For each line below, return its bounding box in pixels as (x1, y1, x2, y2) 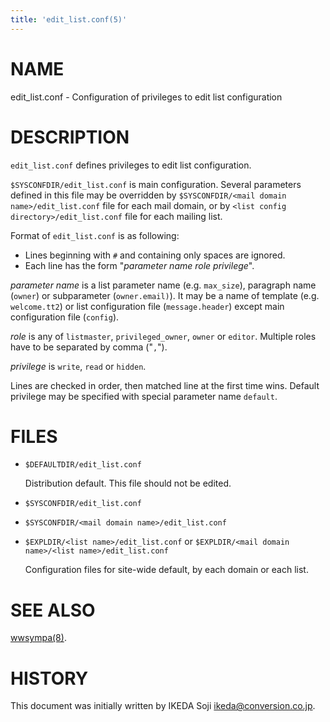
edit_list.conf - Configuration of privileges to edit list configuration (10, 91, 283, 103)
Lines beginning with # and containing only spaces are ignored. (24, 249, 286, 261)
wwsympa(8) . (10, 632, 67, 644)
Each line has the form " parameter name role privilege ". (24, 259, 255, 271)
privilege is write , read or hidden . (10, 360, 147, 372)
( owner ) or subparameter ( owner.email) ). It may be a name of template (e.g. (10, 289, 320, 301)
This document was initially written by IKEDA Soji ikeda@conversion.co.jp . (10, 700, 316, 712)
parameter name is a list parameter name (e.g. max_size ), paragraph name (10, 279, 317, 291)
